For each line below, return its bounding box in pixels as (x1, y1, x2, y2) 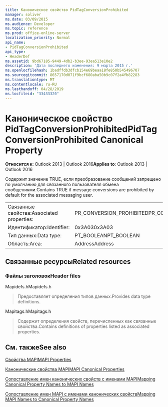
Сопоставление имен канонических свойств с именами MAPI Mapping (5, 376, 156, 382)
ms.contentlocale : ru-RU (5, 82, 57, 87)
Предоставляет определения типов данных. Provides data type (17, 293, 151, 299)
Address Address (74, 240, 114, 247)
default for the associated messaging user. (5, 192, 93, 198)
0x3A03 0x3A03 (74, 224, 113, 231)
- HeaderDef (5, 54, 30, 59)
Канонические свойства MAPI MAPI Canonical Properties (5, 366, 125, 372)
